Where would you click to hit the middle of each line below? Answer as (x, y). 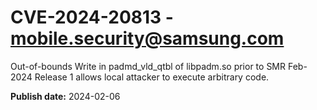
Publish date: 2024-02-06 (65, 96)
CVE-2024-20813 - (92, 17)
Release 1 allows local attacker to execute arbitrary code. (152, 77)
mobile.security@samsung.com (147, 38)
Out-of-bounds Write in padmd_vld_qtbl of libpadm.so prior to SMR (148, 66)
